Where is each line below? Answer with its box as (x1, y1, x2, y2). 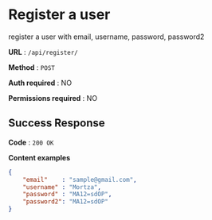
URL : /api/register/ (8, 47, 78, 56)
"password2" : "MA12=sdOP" (22, 198, 109, 206)
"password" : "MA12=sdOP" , (22, 191, 112, 199)
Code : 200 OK (8, 137, 54, 147)
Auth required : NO (8, 78, 73, 87)
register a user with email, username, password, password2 (8, 32, 205, 41)
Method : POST (8, 62, 56, 72)
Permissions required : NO (8, 93, 98, 102)
